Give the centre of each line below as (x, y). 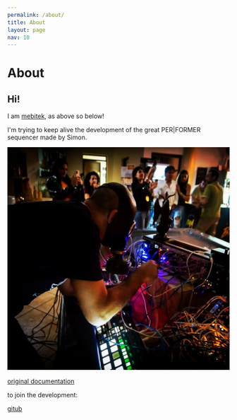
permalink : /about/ (36, 15)
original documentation (41, 381)
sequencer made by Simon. (47, 137)
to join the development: (43, 395)
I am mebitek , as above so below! (56, 116)
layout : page (26, 30)
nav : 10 (19, 37)
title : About (26, 22)
